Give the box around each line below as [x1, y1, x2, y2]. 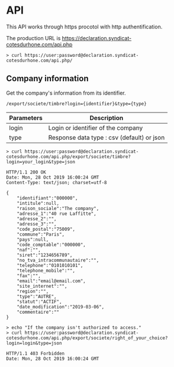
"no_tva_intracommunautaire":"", [17, 257, 99, 263]
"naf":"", [17, 247, 41, 253]
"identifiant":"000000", [17, 195, 78, 201]
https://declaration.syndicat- [62, 34, 132, 41]
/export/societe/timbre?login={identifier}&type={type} [6, 101, 147, 107]
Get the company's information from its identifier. [6, 89, 126, 96]
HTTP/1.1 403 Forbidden [6, 350, 65, 356]
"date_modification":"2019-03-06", [17, 304, 105, 310]
